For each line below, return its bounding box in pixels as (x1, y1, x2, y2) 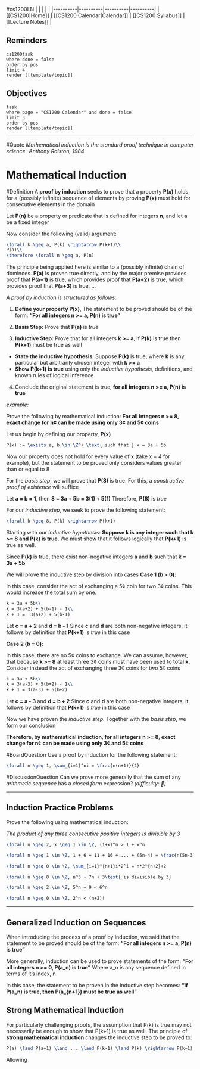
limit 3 (6, 114, 26, 120)
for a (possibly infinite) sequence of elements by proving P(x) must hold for (6, 194, 191, 201)
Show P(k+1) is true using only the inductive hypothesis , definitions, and (14, 365, 193, 372)
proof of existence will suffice (6, 483, 79, 491)
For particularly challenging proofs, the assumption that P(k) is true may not (6, 1021, 192, 1028)
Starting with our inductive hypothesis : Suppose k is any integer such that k (6, 529, 194, 536)
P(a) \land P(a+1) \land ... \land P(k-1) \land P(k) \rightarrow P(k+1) (6, 1045, 193, 1051)
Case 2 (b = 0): (6, 640, 43, 647)
